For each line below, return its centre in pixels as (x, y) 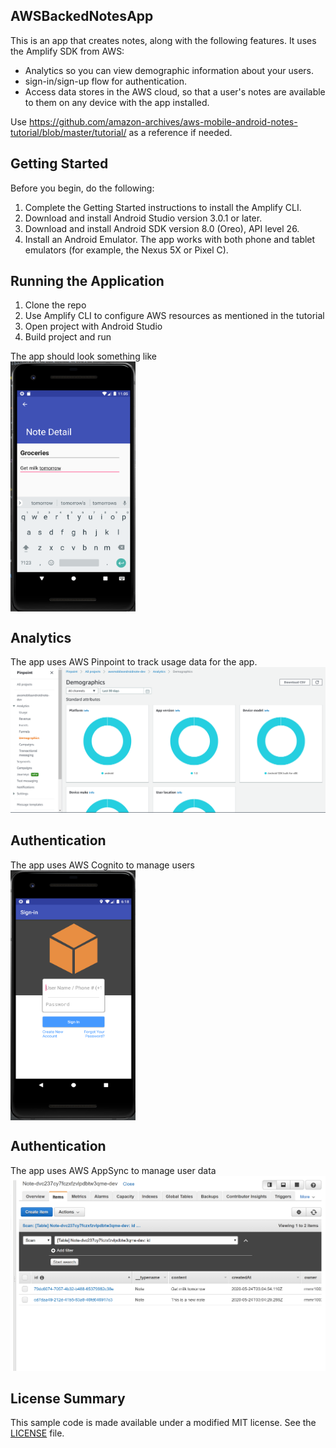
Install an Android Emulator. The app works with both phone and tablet (170, 239)
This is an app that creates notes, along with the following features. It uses (163, 40)
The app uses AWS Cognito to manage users (102, 865)
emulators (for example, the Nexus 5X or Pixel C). (126, 250)
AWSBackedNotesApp (82, 16)
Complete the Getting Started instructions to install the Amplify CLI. (163, 207)
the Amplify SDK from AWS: (67, 51)
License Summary (68, 1398)
